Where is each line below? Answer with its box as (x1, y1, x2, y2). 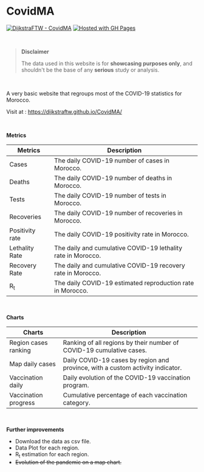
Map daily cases (9, 359, 56, 368)
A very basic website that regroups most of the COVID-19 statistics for (6, 89, 182, 97)
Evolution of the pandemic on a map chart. (15, 458, 122, 466)
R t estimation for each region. (15, 450, 89, 459)
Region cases (9, 338, 48, 347)
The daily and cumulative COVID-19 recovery (54, 261, 185, 269)
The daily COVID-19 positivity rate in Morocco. (54, 230, 189, 238)
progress (9, 398, 35, 407)
